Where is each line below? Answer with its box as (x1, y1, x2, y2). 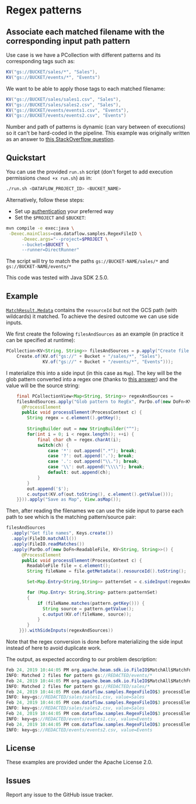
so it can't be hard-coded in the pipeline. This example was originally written (6, 129, 190, 136)
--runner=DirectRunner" (21, 247, 80, 253)
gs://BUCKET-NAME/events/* (6, 264, 72, 270)
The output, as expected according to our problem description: (6, 656, 157, 662)
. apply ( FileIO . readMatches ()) (11, 541, 85, 547)
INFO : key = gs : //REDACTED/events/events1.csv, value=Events (6, 716, 153, 722)
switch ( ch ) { (37, 442, 69, 448)
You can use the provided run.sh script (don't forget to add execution (6, 168, 173, 176)
